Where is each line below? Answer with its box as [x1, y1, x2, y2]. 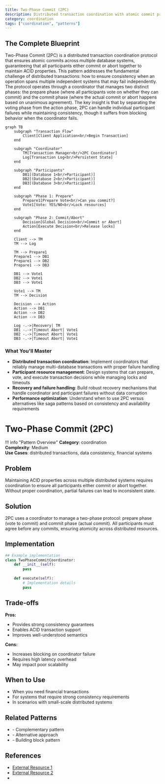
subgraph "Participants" [14, 168, 65, 173]
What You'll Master [5, 347, 52, 354]
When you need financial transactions [12, 689, 89, 695]
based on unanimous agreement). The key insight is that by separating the [5, 100, 156, 106]
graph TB [5, 125, 23, 130]
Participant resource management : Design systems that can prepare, [12, 369, 155, 375]
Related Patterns [5, 713, 57, 722]
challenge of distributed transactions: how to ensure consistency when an [5, 73, 155, 79]
